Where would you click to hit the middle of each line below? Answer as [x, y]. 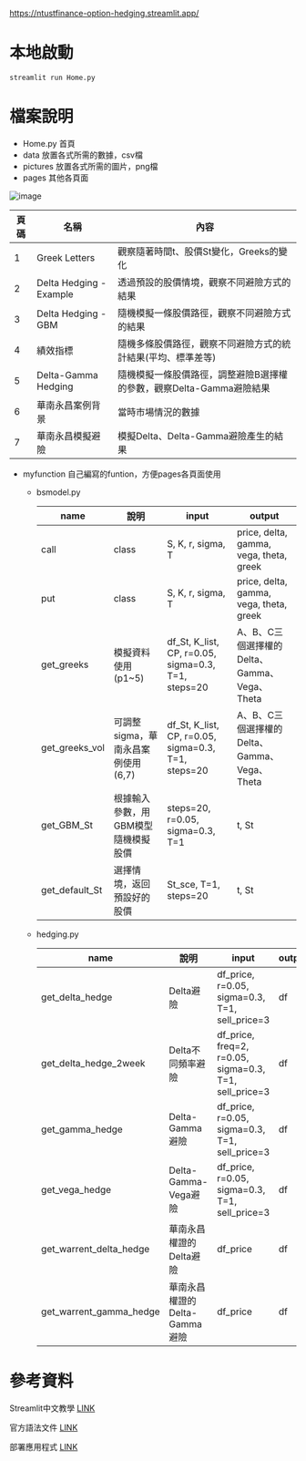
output [264, 516]
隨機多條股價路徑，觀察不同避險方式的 [199, 344]
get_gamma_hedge [82, 1129]
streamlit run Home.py [52, 77]
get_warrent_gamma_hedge [101, 1312]
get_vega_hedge [76, 1189]
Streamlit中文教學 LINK [52, 1408]
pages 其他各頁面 [56, 178]
